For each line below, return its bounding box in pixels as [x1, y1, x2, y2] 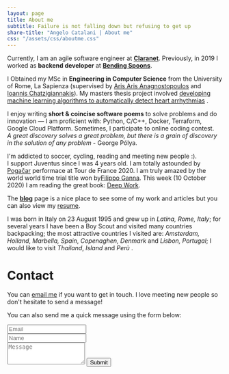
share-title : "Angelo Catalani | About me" [7, 29, 133, 36]
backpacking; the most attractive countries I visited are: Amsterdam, [7, 230, 200, 238]
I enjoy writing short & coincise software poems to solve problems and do [7, 110, 217, 118]
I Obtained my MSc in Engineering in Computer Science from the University [7, 75, 223, 83]
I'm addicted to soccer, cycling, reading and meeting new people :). [7, 152, 197, 161]
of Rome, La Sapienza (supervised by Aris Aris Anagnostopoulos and [7, 82, 202, 90]
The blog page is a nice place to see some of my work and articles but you [7, 194, 218, 202]
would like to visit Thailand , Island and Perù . [7, 244, 133, 252]
